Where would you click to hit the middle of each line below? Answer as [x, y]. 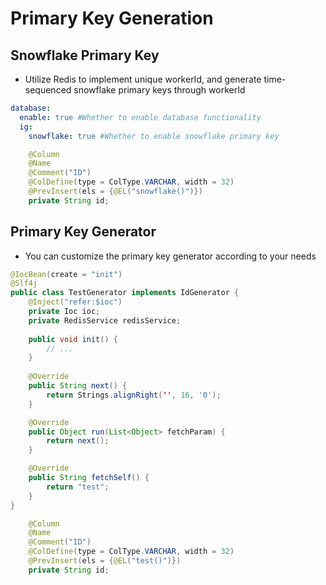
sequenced [48, 90]
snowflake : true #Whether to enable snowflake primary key [154, 136]
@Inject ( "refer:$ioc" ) [75, 302]
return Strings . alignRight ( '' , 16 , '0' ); [134, 395]
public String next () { [78, 386]
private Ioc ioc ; [64, 312]
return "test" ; [78, 487]
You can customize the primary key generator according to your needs [170, 256]
